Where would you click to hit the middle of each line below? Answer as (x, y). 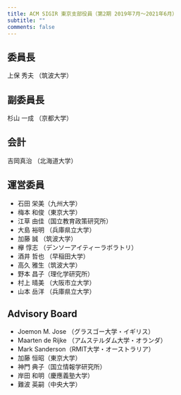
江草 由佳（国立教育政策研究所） (65, 221)
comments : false (31, 27)
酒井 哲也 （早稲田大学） (53, 256)
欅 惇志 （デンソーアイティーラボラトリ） (77, 247)
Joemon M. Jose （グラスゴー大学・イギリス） (86, 332)
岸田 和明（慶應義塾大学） (55, 376)
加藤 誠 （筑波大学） (47, 238)
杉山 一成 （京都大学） (40, 118)
